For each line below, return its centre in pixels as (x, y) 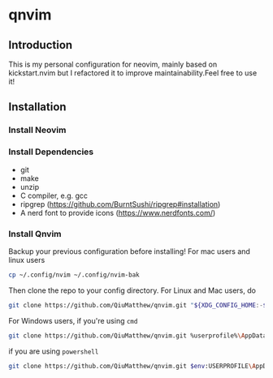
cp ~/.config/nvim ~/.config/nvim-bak (74, 275)
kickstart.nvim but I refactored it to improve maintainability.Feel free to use (133, 73)
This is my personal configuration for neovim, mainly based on (113, 64)
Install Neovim (37, 130)
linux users (27, 260)
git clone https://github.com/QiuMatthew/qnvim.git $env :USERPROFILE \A (132, 366)
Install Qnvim (35, 234)
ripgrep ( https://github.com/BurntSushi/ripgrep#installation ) (120, 204)
